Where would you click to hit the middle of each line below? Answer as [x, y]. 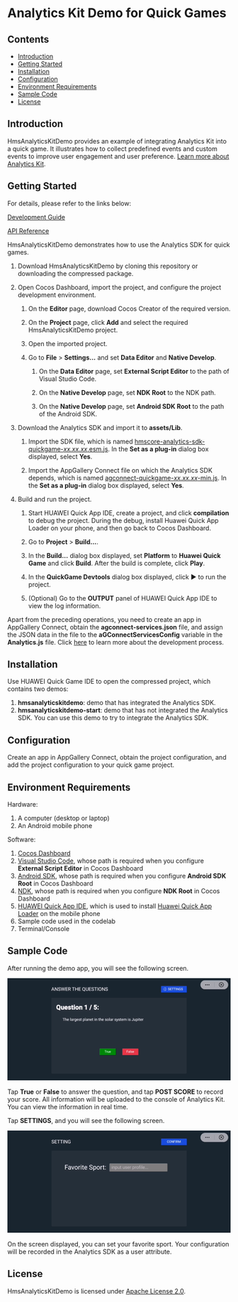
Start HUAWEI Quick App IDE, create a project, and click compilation [129, 512]
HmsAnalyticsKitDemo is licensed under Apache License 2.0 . [97, 1291]
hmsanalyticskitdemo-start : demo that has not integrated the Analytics [123, 710]
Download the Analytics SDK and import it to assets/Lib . [100, 427]
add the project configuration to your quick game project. [91, 765]
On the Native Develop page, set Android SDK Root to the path [131, 406]
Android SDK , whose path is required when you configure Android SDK [122, 876]
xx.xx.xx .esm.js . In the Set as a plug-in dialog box [136, 448]
